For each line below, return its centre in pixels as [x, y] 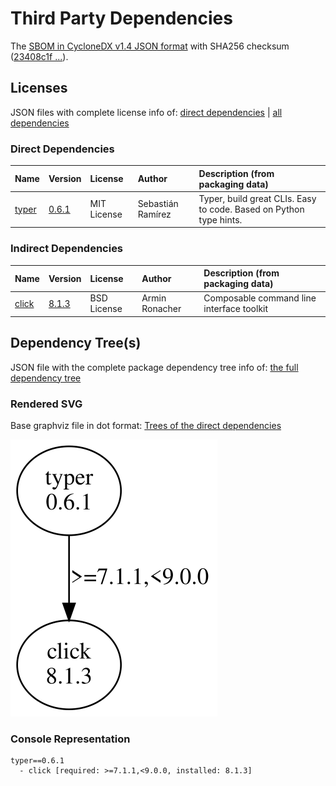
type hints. [220, 219]
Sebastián [158, 204]
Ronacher [161, 309]
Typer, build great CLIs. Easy [257, 198]
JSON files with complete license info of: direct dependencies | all [146, 112]
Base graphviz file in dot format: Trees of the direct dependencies [146, 425]
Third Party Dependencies [121, 18]
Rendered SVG [46, 404]
